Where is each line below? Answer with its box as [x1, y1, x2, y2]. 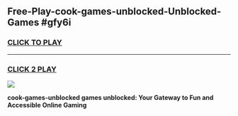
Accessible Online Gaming [7, 101, 87, 109]
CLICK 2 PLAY [7, 64, 57, 74]
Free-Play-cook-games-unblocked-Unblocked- [7, 6, 222, 18]
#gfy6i [41, 17, 72, 29]
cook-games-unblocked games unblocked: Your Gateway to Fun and [7, 93, 214, 101]
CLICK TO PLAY [7, 38, 62, 48]
